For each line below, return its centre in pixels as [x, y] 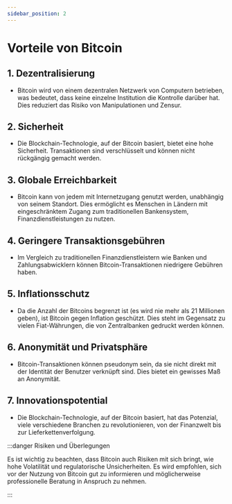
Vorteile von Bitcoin [65, 48]
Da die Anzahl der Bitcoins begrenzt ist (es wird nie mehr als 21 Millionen [121, 310]
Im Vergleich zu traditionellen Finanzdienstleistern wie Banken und [112, 258]
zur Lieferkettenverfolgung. [56, 432]
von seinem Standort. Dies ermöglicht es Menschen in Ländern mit [112, 204]
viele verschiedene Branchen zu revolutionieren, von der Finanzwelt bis [119, 425]
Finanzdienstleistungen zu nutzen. [66, 219]
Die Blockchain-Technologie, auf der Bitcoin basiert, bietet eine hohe [115, 144]
